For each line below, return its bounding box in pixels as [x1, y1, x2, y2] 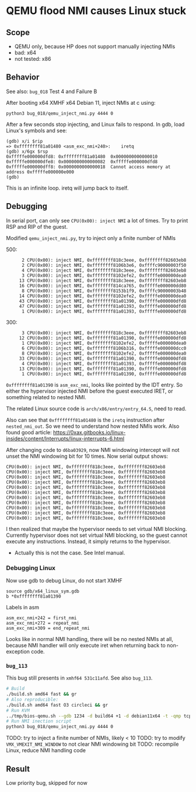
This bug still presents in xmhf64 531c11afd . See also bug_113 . [6, 674, 153, 681]
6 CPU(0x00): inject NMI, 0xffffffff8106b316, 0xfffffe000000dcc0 [21, 345, 187, 351]
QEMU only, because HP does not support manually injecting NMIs [14, 43, 176, 50]
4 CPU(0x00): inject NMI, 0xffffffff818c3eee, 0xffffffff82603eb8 [21, 268, 187, 273]
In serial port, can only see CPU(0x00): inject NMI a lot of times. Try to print [6, 217, 188, 224]
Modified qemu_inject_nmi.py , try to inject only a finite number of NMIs [6, 234, 176, 241]
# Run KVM [6, 707, 30, 714]
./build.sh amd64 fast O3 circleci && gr [6, 702, 108, 708]
